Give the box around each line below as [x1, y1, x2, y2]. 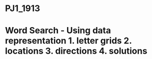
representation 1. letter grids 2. [5, 35, 132, 46]
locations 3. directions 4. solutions [5, 45, 148, 57]
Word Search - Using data [5, 25, 111, 36]
